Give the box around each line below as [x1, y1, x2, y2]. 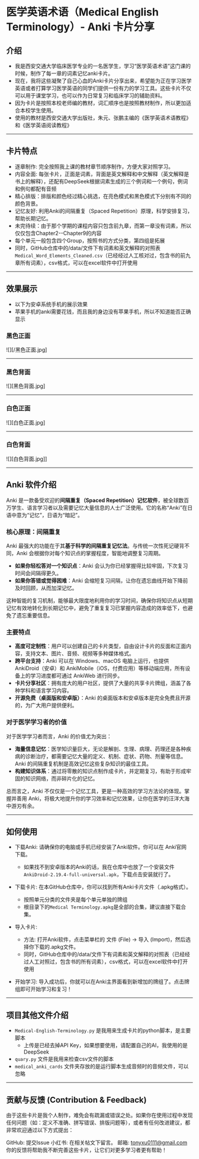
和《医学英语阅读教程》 [14, 122, 72, 128]
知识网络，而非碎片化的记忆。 [25, 775, 98, 782]
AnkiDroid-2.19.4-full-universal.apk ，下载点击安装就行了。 [23, 871, 174, 878]
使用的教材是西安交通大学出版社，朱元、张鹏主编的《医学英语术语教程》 [14, 114, 191, 121]
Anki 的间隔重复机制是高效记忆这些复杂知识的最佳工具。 [14, 760, 152, 767]
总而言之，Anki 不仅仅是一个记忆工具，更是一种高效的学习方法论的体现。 [6, 787, 185, 794]
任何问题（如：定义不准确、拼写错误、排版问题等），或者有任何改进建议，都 [6, 1119, 191, 1126]
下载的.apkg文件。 [34, 944, 79, 951]
